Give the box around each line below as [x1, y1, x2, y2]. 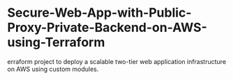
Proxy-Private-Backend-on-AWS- [7, 19, 208, 35]
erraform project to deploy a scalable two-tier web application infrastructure [7, 57, 227, 65]
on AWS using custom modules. [7, 65, 99, 73]
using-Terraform [7, 35, 105, 50]
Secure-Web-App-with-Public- [7, 5, 192, 21]
